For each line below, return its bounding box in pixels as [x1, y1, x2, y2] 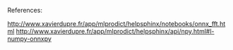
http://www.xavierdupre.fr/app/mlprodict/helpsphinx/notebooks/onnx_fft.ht [7, 20, 226, 27]
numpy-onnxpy [7, 35, 52, 43]
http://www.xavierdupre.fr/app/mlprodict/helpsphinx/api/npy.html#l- [16, 27, 215, 35]
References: [7, 6, 42, 14]
